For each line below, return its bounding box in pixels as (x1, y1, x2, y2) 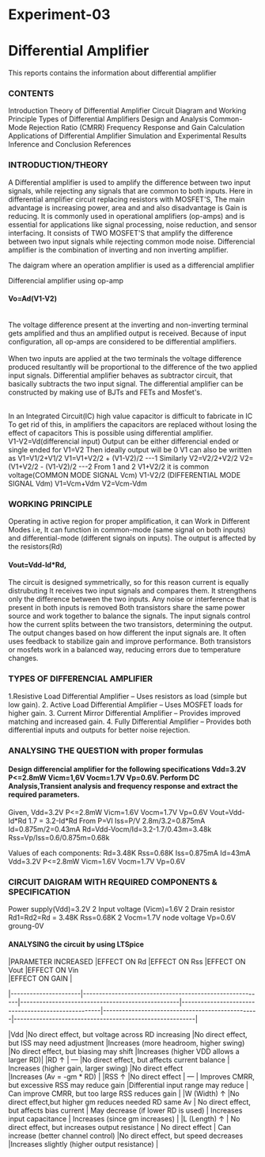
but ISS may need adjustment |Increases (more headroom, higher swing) (8, 1038, 245, 1048)
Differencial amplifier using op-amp (8, 275, 124, 285)
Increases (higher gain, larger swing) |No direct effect (8, 1063, 184, 1073)
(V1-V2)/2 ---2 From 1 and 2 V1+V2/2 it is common (45, 462, 210, 471)
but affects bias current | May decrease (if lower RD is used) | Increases (8, 1105, 243, 1116)
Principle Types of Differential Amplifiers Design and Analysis (8, 114, 208, 124)
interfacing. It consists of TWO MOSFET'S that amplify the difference (8, 228, 233, 237)
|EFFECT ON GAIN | (8, 974, 73, 983)
